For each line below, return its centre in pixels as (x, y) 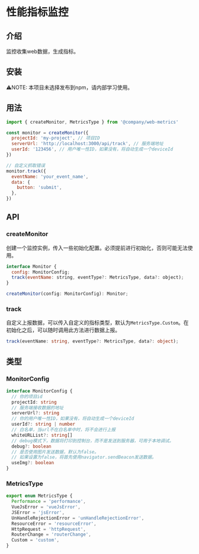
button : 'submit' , (39, 188)
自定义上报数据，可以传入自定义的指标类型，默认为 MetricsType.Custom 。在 (97, 323)
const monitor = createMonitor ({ (47, 133)
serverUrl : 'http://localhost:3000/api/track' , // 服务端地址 (88, 144)
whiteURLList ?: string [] (42, 435)
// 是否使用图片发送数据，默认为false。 (55, 452)
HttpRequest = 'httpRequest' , (49, 529)
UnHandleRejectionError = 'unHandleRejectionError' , (78, 518)
